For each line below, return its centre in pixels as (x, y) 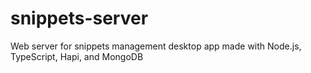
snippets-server (79, 18)
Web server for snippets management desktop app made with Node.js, (156, 46)
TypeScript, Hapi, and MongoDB (77, 56)
